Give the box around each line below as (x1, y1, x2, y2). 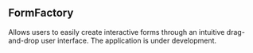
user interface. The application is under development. (41, 36, 217, 45)
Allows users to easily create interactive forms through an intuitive (8, 27, 225, 36)
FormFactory (8, 6, 74, 20)
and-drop (8, 36, 40, 45)
